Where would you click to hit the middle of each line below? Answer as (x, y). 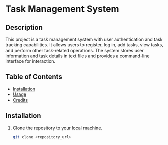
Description (24, 28)
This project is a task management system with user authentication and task (84, 39)
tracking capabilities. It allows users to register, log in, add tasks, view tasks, (84, 45)
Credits (20, 100)
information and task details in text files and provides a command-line (77, 56)
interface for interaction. (30, 61)
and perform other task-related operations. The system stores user (75, 50)
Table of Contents (34, 77)
